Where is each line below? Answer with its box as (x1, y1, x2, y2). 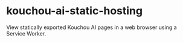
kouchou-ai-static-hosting (6, 4, 143, 18)
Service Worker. (6, 30, 47, 37)
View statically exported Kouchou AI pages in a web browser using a (6, 24, 177, 31)
